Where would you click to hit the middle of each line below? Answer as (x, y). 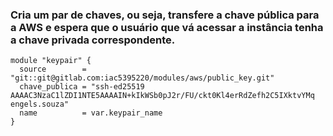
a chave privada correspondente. (93, 40)
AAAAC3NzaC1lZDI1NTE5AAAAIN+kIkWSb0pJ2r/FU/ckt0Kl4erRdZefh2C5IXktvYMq (162, 96)
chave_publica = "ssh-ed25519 (82, 87)
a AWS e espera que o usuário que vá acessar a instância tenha (167, 27)
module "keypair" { (51, 61)
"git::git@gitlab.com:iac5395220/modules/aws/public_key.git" (142, 78)
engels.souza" (40, 104)
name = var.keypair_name (91, 113)
